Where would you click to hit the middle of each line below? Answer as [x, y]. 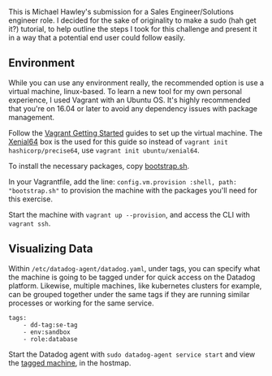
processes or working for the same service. [81, 303]
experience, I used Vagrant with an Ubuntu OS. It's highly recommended [130, 100]
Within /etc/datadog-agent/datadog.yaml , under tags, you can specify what [134, 268]
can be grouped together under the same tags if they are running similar [129, 294]
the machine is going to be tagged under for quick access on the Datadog [132, 277]
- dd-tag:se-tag [51, 325]
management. [32, 117]
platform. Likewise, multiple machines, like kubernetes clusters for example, [135, 285]
